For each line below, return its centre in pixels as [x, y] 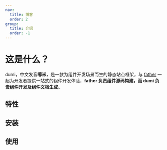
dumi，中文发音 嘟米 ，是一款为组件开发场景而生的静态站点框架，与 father [81, 74]
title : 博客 [22, 15]
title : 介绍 [22, 29]
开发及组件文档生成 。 [40, 87]
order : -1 [20, 33]
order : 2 [19, 19]
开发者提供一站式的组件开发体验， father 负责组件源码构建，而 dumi [84, 80]
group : [12, 24]
